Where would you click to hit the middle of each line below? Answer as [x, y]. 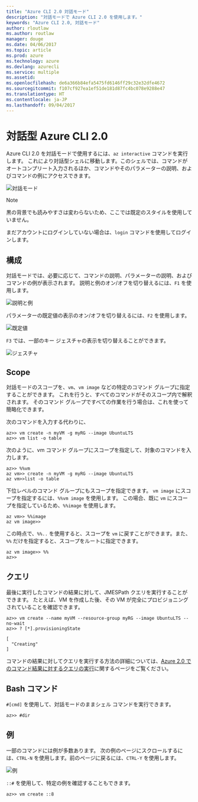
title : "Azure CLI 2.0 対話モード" [48, 12]
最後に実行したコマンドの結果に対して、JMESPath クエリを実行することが [97, 592]
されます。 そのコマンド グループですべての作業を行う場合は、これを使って [98, 402]
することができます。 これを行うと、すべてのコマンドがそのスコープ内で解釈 [99, 394]
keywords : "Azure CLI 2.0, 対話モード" [53, 22]
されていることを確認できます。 [45, 607]
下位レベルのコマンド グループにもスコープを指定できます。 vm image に [94, 491]
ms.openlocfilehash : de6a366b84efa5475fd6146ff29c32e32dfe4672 [86, 83]
